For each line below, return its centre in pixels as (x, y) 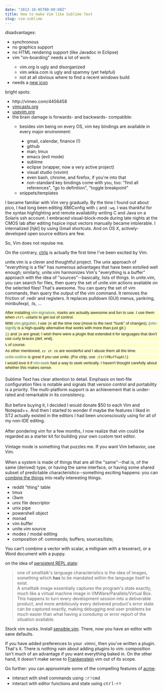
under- (143, 390)
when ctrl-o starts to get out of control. (40, 317)
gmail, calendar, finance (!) (53, 141)
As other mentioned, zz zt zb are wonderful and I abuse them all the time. (71, 351)
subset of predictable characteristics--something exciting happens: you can (82, 473)
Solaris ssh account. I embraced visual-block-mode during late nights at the (81, 218)
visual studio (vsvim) (48, 172)
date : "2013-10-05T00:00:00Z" (36, 10)
